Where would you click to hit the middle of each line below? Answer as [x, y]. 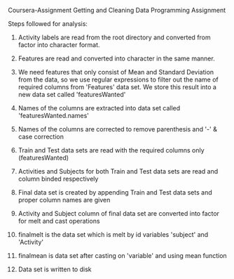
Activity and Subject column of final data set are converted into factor [119, 213]
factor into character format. [59, 45]
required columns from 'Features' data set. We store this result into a [117, 87]
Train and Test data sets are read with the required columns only [111, 150]
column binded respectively [58, 179]
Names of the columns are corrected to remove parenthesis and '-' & [118, 129]
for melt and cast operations [59, 221]
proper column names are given [64, 200]
